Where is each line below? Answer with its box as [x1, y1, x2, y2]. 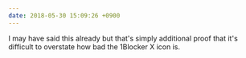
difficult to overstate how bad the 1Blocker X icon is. [8, 41, 181, 52]
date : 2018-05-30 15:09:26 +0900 [8, 11, 121, 20]
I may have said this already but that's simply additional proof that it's [8, 33, 239, 43]
